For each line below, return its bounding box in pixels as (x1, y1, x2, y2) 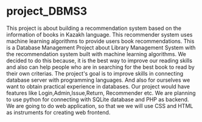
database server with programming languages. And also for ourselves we (6, 76, 190, 84)
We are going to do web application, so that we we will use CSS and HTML (6, 102, 193, 109)
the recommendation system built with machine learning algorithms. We (6, 50, 187, 57)
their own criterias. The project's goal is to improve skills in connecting (6, 70, 184, 77)
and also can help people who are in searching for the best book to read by (6, 63, 195, 71)
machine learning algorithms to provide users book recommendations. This (6, 37, 195, 45)
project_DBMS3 (6, 4, 88, 18)
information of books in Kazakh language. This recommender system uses (6, 30, 193, 38)
